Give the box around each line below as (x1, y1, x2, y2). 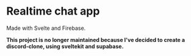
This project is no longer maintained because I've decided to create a (6, 36, 185, 43)
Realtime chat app (6, 4, 100, 18)
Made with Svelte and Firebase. (6, 24, 86, 32)
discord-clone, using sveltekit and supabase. (6, 43, 124, 50)
